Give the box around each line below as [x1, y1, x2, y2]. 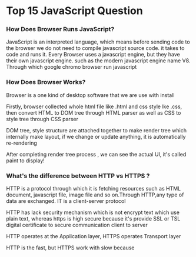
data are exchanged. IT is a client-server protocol [6, 198, 126, 205]
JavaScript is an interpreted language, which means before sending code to [6, 38, 190, 45]
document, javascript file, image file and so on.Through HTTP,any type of [6, 191, 184, 198]
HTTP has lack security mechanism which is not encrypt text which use [6, 209, 180, 216]
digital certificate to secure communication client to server [6, 222, 148, 229]
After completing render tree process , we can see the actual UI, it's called [6, 151, 187, 158]
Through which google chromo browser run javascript [6, 64, 137, 71]
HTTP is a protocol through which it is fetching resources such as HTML [6, 185, 181, 192]
